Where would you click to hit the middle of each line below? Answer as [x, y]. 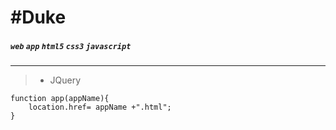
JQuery [65, 80]
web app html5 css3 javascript [71, 46]
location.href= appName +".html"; [100, 107]
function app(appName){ [60, 99]
